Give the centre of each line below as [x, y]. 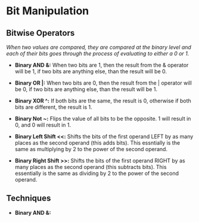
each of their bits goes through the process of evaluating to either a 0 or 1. [98, 54]
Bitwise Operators [41, 33]
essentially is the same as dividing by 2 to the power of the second [97, 173]
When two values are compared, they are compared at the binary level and [99, 47]
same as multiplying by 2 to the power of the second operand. [91, 149]
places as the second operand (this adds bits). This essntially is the [97, 143]
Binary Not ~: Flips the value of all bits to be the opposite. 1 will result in [103, 118]
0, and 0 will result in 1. [43, 125]
